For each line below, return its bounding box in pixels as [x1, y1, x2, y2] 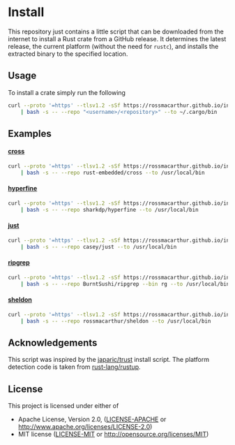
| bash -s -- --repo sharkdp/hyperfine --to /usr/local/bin [20, 206, 199, 213]
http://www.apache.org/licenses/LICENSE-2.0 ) [17, 423, 153, 431]
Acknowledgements [8, 337, 98, 349]
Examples [8, 127, 52, 140]
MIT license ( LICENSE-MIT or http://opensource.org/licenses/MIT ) [17, 430, 209, 439]
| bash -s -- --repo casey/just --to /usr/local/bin [20, 243, 177, 250]
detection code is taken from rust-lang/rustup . [8, 363, 142, 371]
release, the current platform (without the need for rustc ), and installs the [8, 42, 219, 50]
